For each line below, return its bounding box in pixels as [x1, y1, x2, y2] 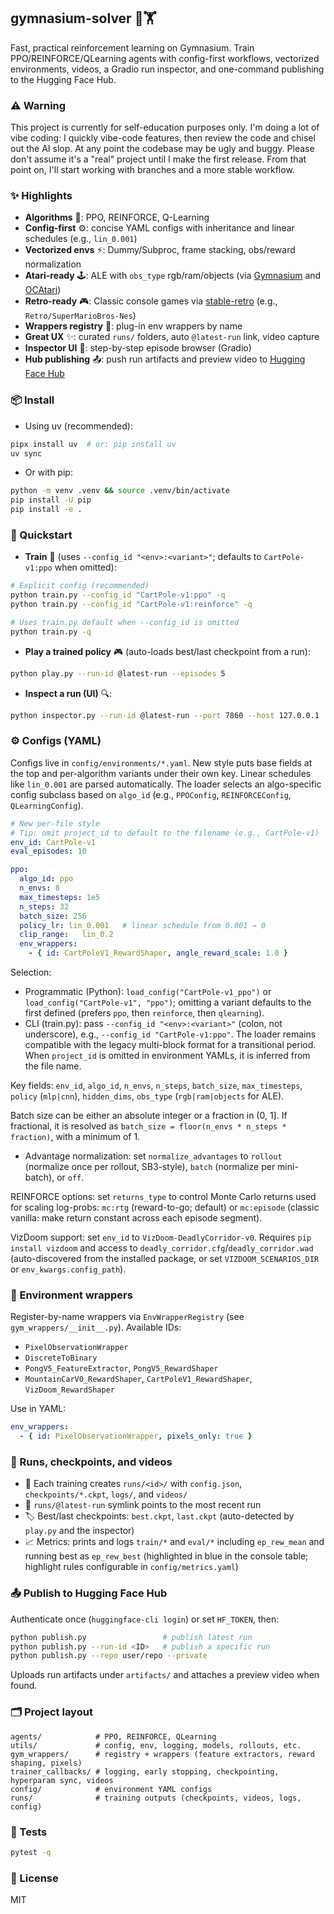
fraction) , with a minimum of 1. [10, 1131, 141, 1143]
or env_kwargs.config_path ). [10, 1263, 127, 1275]
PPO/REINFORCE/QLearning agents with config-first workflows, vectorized [10, 52, 320, 64]
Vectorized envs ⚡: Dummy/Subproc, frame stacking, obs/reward [24, 244, 296, 256]
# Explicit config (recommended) [10, 581, 150, 591]
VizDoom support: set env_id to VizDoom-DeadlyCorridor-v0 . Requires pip [10, 1231, 312, 1244]
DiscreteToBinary [24, 1353, 98, 1364]
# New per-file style [10, 818, 101, 829]
